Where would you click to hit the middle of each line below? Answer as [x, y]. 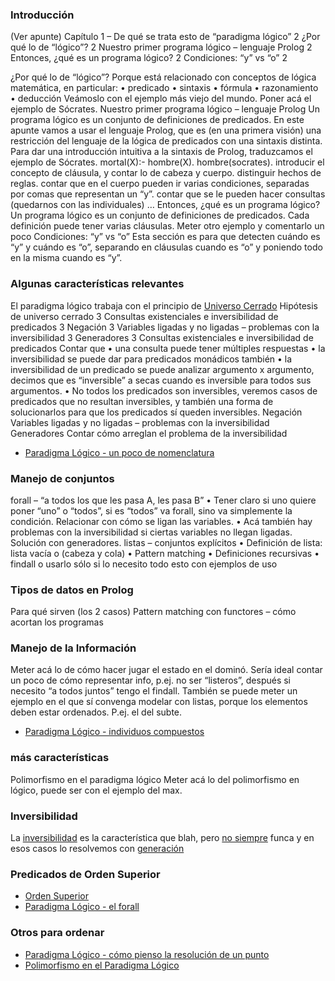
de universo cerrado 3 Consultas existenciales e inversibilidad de [144, 316]
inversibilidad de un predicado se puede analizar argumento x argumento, [162, 369]
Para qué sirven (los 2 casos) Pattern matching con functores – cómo [153, 612]
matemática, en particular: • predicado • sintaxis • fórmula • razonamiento [164, 88]
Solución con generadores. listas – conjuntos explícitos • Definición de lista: [166, 542]
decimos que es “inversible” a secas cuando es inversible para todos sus [161, 380]
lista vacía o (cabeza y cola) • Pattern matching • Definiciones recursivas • [165, 553]
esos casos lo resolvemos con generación [97, 849]
